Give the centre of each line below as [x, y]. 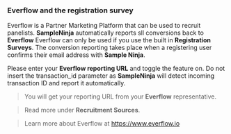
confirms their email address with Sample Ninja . [77, 55]
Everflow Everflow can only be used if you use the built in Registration [109, 40]
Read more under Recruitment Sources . [82, 110]
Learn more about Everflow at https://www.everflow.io [102, 124]
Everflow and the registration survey [70, 10]
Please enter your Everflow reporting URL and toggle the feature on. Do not [116, 69]
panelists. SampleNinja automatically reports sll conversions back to [105, 33]
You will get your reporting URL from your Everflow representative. [120, 97]
